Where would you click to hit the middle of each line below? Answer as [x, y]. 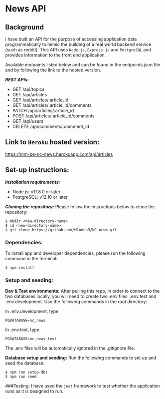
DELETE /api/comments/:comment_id [51, 126]
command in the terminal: [31, 258]
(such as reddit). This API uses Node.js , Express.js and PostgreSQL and [78, 50]
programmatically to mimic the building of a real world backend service [78, 44]
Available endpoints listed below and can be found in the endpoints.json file [83, 65]
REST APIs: [17, 80]
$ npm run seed [21, 377]
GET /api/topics [28, 89]
